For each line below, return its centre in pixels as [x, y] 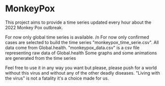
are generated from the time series [41, 58]
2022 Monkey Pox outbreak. [34, 27]
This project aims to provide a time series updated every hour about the [78, 22]
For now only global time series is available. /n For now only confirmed [77, 37]
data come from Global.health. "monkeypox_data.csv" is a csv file [72, 47]
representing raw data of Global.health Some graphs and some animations [81, 53]
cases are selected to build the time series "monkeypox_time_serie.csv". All [82, 42]
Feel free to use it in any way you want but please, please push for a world [81, 68]
